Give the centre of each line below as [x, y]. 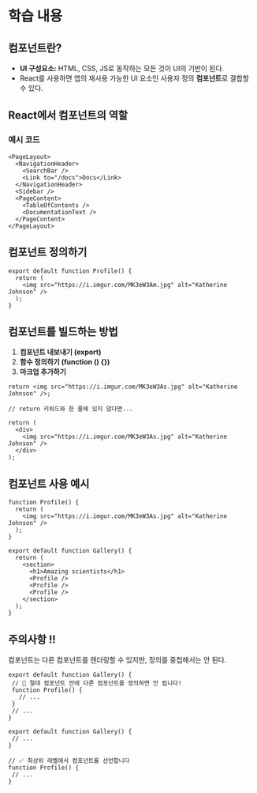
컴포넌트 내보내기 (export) [60, 352]
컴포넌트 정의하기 [48, 253]
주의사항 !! [32, 639]
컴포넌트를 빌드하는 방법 [63, 332]
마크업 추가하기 [43, 372]
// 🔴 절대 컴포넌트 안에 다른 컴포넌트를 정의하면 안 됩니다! [97, 683]
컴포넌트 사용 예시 [49, 483]
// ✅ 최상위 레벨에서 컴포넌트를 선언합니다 [69, 761]
